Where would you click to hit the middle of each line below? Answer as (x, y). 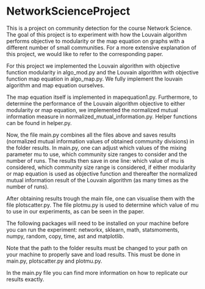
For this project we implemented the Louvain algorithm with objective (93, 66)
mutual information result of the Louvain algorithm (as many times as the (98, 180)
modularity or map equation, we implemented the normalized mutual (92, 110)
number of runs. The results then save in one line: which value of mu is (95, 160)
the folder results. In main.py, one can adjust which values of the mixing (97, 148)
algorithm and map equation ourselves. (56, 85)
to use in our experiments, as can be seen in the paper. (75, 211)
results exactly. (25, 279)
